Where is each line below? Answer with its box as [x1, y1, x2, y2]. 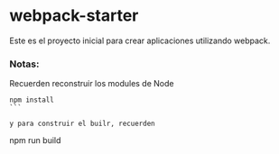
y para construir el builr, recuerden [9, 119, 155, 129]
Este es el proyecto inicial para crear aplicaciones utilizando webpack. [9, 35, 271, 46]
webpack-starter [9, 5, 139, 26]
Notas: [9, 58, 40, 70]
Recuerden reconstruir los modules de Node [9, 78, 174, 89]
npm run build [9, 135, 61, 146]
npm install [9, 95, 54, 104]
